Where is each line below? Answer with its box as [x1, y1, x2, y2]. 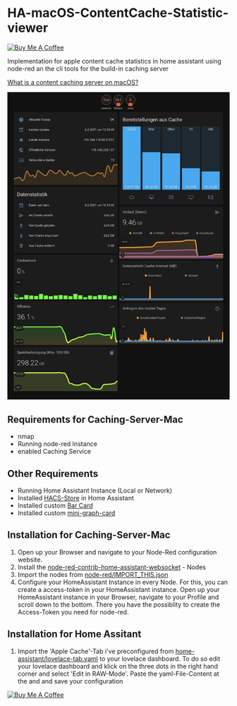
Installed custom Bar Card [17, 501, 93, 509]
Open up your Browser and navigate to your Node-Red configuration [17, 547, 217, 556]
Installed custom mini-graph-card [17, 509, 116, 517]
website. [17, 555, 43, 564]
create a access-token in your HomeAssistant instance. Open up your [17, 585, 220, 593]
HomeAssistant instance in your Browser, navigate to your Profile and [17, 593, 219, 601]
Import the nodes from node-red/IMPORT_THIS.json [17, 570, 169, 578]
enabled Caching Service [17, 447, 92, 456]
